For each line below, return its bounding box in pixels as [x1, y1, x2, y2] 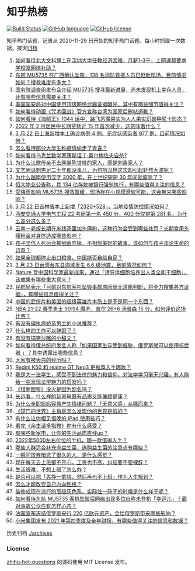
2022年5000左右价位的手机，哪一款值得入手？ [15, 437, 128, 444]
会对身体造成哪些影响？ [25, 232, 82, 239]
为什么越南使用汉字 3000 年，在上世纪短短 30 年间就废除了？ [15, 174, 163, 181]
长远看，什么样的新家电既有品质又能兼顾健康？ [15, 393, 128, 400]
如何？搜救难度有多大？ [15, 78, 72, 85]
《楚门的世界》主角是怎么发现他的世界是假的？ [15, 407, 128, 414]
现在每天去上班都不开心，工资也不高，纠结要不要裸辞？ [15, 458, 148, 465]
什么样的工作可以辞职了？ [15, 327, 77, 334]
